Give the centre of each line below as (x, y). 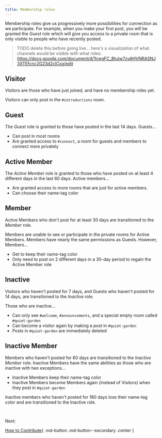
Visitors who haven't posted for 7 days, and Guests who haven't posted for (80, 291)
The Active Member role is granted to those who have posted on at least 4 (79, 173)
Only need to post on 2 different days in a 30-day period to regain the (81, 259)
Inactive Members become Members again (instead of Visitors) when (81, 382)
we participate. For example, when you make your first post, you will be (76, 28)
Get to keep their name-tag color (45, 254)
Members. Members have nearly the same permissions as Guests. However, (81, 239)
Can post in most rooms (36, 136)
